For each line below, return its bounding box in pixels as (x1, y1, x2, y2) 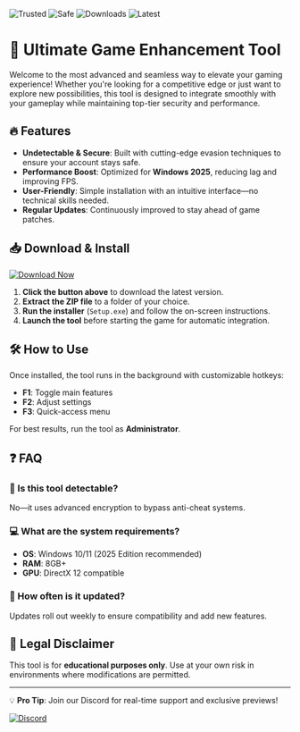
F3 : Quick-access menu (21, 407, 111, 417)
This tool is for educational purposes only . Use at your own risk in (9, 660, 254, 670)
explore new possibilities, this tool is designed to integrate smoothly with (9, 88, 277, 98)
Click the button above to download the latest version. (21, 286, 224, 297)
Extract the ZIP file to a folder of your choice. (21, 296, 190, 307)
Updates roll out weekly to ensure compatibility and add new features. (9, 610, 268, 621)
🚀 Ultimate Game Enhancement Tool (9, 40, 281, 60)
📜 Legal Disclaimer (9, 636, 115, 652)
